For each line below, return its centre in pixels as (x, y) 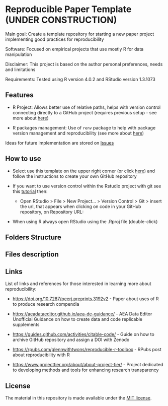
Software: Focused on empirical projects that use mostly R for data (74, 49)
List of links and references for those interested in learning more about (78, 284)
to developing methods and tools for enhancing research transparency (86, 370)
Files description (32, 255)
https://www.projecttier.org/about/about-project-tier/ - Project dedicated (88, 365)
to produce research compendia (46, 304)
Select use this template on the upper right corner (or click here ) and (83, 171)
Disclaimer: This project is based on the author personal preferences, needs (84, 64)
